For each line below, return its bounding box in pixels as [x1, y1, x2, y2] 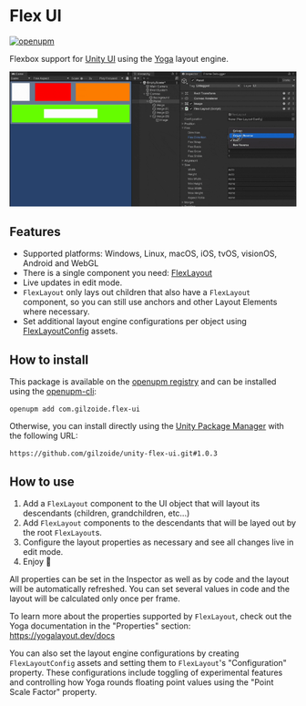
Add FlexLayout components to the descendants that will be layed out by [22, 517, 297, 528]
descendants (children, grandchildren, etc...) [22, 507, 190, 518]
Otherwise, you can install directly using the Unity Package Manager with [9, 421, 285, 432]
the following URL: [9, 430, 79, 442]
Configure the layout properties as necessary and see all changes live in [22, 537, 294, 547]
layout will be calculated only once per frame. [9, 593, 180, 604]
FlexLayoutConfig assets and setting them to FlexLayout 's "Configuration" [9, 657, 287, 668]
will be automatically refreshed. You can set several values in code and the [9, 583, 290, 594]
